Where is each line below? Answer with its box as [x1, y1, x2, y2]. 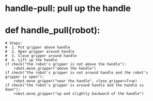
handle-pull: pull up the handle [5, 3, 131, 14]
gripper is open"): [5, 75, 45, 79]
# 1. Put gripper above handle [5, 45, 70, 50]
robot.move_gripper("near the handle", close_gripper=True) [14, 79, 138, 84]
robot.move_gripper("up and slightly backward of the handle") [14, 91, 144, 96]
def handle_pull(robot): [5, 25, 100, 36]
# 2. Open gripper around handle [5, 49, 75, 54]
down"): [5, 87, 21, 92]
